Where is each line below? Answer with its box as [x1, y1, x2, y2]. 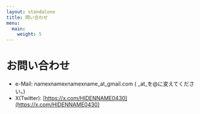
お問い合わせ [6, 59, 71, 73]
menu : [6, 20, 20, 26]
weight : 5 [17, 31, 42, 37]
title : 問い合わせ [6, 14, 48, 21]
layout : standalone [6, 8, 56, 15]
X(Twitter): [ [15, 95, 45, 102]
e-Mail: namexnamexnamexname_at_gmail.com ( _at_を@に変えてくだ [15, 80, 189, 87]
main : [11, 25, 26, 32]
